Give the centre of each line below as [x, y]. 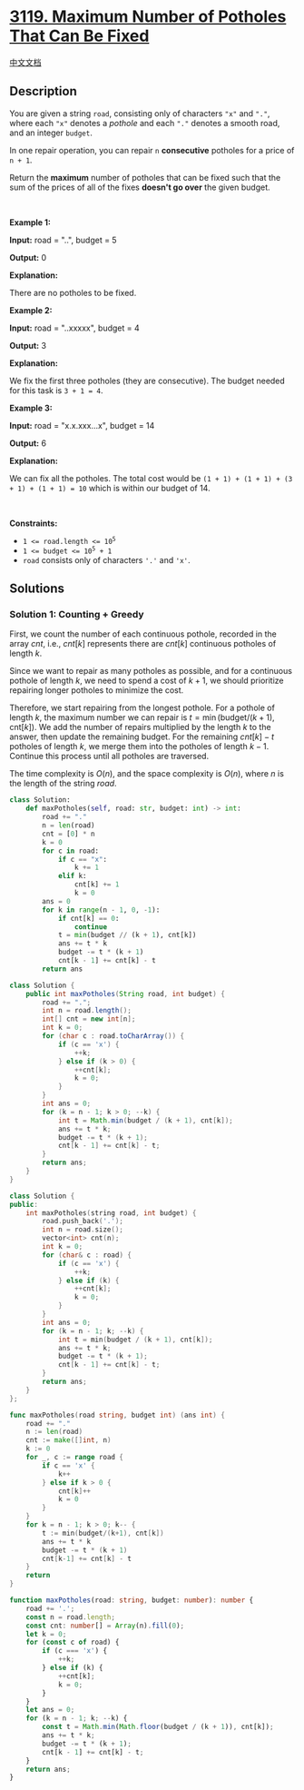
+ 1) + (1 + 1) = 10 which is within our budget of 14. [110, 488]
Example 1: [30, 222]
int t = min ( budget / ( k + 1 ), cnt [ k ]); [135, 1340]
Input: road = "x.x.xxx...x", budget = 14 [82, 425]
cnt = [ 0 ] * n [69, 834]
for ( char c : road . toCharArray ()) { [113, 1036]
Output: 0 [28, 257]
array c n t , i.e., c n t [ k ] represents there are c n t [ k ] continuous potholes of [143, 644]
